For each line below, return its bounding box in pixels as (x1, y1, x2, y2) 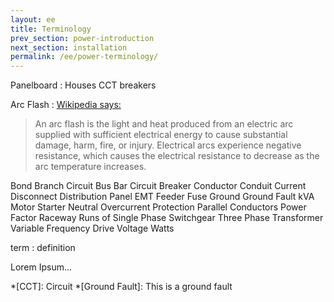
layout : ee (10, 14, 56, 25)
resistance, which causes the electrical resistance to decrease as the (34, 150, 320, 162)
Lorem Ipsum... (10, 261, 73, 273)
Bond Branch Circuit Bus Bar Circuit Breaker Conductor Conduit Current (10, 180, 307, 192)
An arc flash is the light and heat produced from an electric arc (34, 118, 294, 130)
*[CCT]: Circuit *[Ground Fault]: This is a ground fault (10, 281, 233, 293)
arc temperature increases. (34, 161, 147, 173)
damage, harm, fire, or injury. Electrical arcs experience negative (34, 139, 302, 151)
